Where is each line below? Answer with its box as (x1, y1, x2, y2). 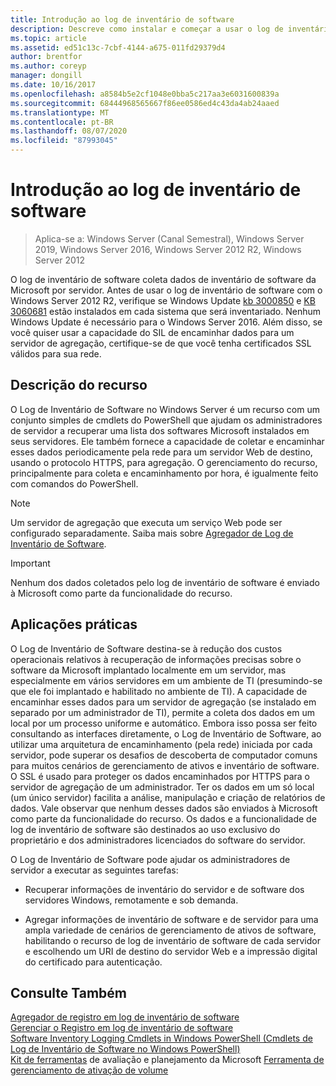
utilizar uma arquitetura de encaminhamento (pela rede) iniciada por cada (10, 738, 313, 750)
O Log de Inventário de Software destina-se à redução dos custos (10, 642, 283, 655)
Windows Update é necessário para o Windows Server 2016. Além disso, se (10, 316, 323, 328)
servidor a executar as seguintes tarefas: (10, 864, 179, 876)
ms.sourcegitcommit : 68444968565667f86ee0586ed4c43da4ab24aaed (10, 98, 280, 108)
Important (10, 557, 51, 569)
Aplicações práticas (10, 616, 138, 633)
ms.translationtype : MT (10, 107, 110, 118)
